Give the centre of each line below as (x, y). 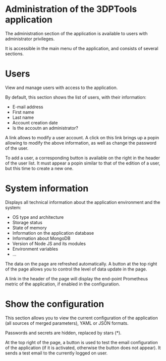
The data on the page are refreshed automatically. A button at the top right (81, 264)
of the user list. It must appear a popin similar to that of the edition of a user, (83, 163)
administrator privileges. (30, 39)
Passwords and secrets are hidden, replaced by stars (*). (63, 333)
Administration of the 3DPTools (71, 9)
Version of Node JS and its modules (49, 243)
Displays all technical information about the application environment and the (83, 202)
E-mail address (28, 107)
